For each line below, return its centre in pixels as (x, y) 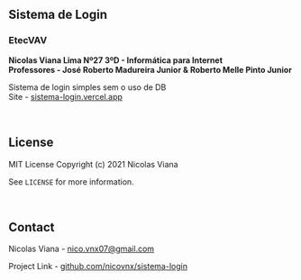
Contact (32, 227)
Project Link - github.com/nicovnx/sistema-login (98, 266)
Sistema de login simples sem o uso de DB (87, 87)
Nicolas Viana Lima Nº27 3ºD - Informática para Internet (115, 60)
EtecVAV (28, 41)
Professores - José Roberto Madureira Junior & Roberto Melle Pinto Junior (150, 69)
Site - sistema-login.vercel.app (66, 96)
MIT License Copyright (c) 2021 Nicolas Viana (93, 164)
